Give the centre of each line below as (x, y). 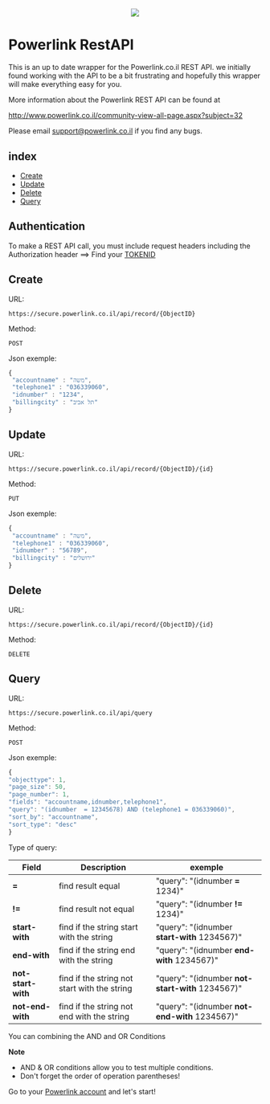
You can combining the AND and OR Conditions (87, 1036)
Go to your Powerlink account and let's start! (82, 1091)
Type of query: (33, 847)
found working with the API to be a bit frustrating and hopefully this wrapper (135, 76)
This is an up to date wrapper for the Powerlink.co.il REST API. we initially (130, 67)
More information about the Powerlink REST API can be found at (115, 100)
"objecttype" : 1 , (37, 779)
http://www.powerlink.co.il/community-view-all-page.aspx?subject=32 (126, 116)
